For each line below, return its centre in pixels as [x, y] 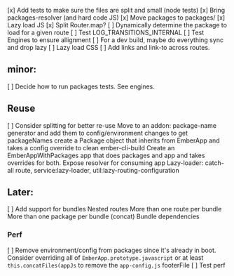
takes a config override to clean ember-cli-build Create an [91, 147]
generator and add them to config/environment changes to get [97, 133]
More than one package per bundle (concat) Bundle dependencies [103, 216]
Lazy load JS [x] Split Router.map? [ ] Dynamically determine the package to [117, 25]
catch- [214, 163]
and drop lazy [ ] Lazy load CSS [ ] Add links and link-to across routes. [109, 47]
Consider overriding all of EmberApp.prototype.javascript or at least [105, 257]
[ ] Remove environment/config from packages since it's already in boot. [112, 250]
